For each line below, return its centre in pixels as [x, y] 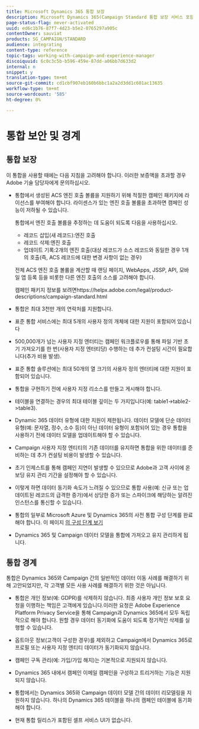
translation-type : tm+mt [37, 78]
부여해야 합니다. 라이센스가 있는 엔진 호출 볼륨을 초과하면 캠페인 [109, 203]
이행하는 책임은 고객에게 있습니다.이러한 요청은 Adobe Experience [103, 605]
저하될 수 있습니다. [47, 210]
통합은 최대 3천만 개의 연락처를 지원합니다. [64, 309]
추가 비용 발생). [44, 356]
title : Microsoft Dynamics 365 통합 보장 [55, 12]
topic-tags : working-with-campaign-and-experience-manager [81, 56]
